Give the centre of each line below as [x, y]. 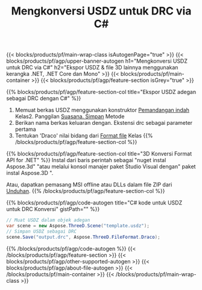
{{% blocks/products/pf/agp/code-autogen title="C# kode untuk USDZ [94, 203]
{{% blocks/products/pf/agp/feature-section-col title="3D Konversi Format [99, 154]
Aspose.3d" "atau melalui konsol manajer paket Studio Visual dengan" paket [101, 166]
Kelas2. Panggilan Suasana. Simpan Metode [70, 116]
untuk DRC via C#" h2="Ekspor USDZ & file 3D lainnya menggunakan [92, 68]
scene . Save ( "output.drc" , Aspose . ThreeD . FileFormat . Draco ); [84, 237]
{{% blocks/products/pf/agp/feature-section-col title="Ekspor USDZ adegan [101, 92]
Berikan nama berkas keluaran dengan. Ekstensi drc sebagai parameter [104, 123]
